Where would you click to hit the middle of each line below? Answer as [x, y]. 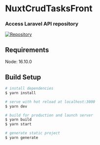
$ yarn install [21, 93]
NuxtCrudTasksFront [49, 9]
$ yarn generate [22, 138]
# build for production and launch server [49, 115]
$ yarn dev [16, 106]
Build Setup [23, 77]
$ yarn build [18, 120]
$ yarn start [18, 124]
